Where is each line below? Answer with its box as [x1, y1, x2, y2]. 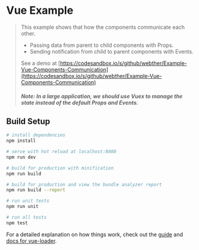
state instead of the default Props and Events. [20, 99, 139, 106]
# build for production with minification [6, 165, 114, 171]
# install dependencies [6, 132, 66, 138]
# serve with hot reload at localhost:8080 [6, 148, 117, 155]
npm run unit [6, 204, 39, 210]
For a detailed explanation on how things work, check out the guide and [6, 231, 183, 238]
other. [20, 29, 36, 37]
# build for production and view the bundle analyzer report [6, 181, 162, 187]
